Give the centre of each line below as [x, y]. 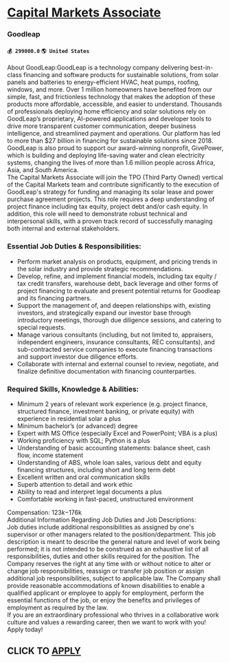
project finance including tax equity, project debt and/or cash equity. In [107, 207]
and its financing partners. [54, 298]
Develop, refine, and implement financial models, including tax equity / [117, 276]
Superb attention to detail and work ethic [75, 484]
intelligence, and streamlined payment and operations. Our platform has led [114, 134]
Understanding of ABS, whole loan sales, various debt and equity [109, 462]
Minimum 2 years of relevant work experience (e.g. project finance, [112, 403]
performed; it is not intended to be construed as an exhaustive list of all [108, 549]
